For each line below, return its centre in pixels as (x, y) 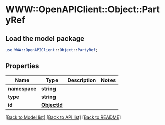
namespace (22, 88)
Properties (22, 66)
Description (82, 80)
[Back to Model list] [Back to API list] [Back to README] (63, 117)
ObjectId (52, 105)
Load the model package (45, 39)
